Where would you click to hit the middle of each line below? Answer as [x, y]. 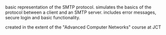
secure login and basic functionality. [43, 17]
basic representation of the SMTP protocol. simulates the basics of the [78, 7]
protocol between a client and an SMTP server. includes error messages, [81, 12]
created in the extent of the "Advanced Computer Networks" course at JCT [83, 27]
